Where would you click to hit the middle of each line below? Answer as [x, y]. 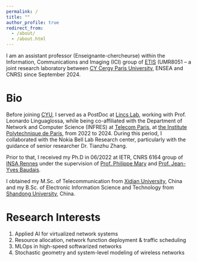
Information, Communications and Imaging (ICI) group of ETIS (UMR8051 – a [99, 62]
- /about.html [29, 39]
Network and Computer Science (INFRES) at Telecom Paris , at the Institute [97, 127]
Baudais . [30, 170]
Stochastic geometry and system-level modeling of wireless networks [99, 252]
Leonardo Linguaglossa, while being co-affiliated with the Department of [94, 121]
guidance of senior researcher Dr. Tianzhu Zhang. [67, 145]
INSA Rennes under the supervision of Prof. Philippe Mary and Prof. [88, 163]
